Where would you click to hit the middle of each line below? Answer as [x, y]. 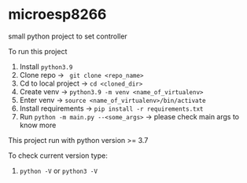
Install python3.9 [46, 66]
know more [38, 125]
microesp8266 [57, 15]
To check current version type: [58, 156]
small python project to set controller [68, 36]
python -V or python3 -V [59, 170]
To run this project [38, 51]
